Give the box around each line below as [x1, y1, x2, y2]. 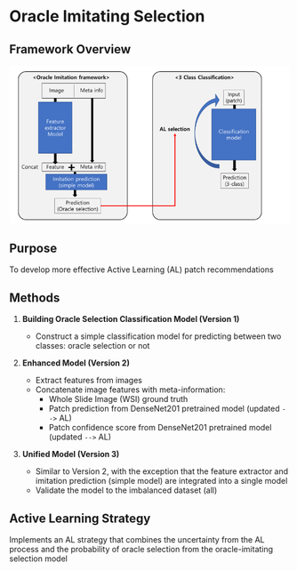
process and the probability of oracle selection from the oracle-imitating [9, 543, 274, 554]
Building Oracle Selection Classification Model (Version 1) [21, 314, 240, 325]
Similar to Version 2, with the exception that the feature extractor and [35, 466, 289, 477]
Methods [9, 290, 60, 305]
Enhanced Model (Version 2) [21, 358, 131, 368]
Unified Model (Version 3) [21, 449, 120, 460]
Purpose [9, 240, 58, 255]
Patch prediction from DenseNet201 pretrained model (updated [48, 403, 280, 414]
